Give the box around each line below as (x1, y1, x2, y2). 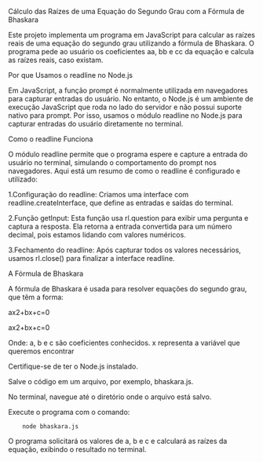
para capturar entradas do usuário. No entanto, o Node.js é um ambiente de (8, 94, 254, 103)
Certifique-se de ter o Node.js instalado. (8, 361, 139, 371)
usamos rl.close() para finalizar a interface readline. (8, 254, 175, 262)
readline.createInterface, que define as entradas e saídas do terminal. (8, 198, 234, 207)
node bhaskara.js (22, 423, 79, 431)
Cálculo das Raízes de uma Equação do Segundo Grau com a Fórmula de (8, 7, 245, 16)
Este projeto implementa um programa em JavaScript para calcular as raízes (8, 31, 255, 39)
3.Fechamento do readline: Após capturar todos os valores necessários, (8, 245, 242, 255)
